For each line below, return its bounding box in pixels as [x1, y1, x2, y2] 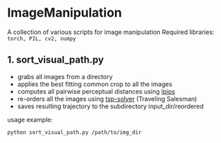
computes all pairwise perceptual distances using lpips [17, 87, 176, 95]
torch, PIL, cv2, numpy [7, 35, 77, 42]
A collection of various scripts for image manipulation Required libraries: [7, 28, 215, 36]
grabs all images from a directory [17, 72, 113, 81]
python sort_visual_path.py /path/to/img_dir [7, 128, 142, 136]
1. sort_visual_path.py [7, 54, 105, 66]
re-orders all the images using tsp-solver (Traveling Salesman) [17, 94, 197, 103]
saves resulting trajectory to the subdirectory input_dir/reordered [17, 102, 204, 110]
